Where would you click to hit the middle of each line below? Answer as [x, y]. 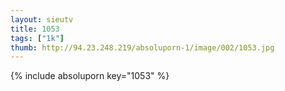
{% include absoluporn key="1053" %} [90, 76]
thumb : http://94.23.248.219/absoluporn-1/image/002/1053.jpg [142, 47]
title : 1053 [35, 29]
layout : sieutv [42, 19]
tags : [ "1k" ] [37, 38]
